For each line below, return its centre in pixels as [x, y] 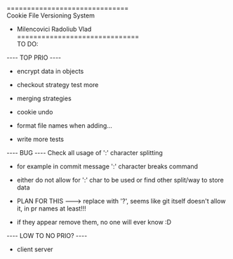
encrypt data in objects [50, 71]
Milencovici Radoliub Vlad [54, 29]
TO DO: [27, 44]
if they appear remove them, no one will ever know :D [94, 222]
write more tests [40, 139]
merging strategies [44, 98]
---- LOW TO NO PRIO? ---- [47, 235]
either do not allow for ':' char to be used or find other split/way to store [120, 180]
